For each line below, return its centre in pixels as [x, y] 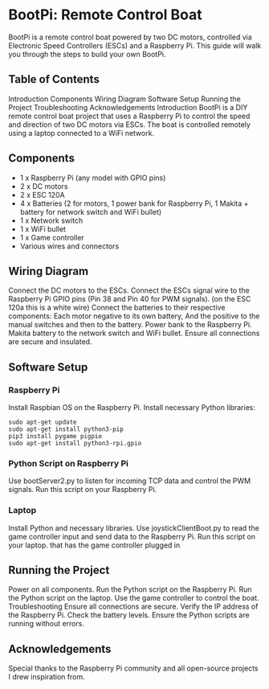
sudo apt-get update [43, 422]
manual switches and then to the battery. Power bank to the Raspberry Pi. [130, 325]
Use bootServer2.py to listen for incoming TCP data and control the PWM [130, 481]
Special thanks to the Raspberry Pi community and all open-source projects [133, 668]
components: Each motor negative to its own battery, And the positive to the [134, 316]
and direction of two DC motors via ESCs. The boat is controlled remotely [130, 124]
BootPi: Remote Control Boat [105, 15]
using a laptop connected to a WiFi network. [82, 133]
